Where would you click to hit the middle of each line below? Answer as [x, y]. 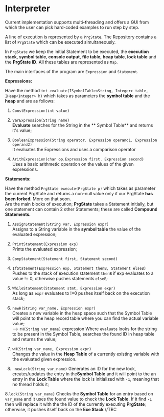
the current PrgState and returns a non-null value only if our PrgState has [79, 193]
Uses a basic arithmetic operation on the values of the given [73, 164]
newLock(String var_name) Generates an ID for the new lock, [75, 368]
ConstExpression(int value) [41, 111]
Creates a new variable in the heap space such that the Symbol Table [82, 313]
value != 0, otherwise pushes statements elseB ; [60, 278]
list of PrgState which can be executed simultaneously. [60, 42]
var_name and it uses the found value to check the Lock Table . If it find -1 [79, 399]
